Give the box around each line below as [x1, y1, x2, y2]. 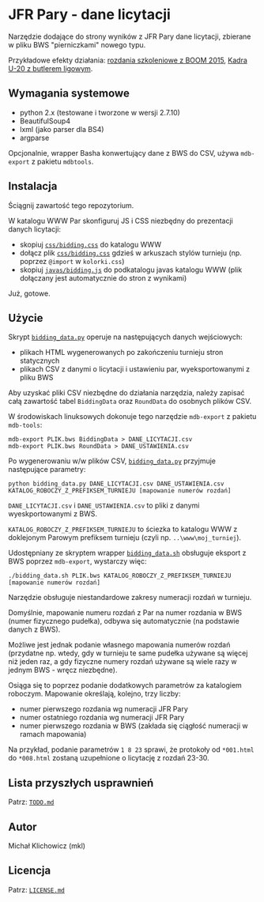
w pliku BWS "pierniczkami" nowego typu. [8, 40, 146, 49]
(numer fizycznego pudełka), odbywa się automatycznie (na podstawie [8, 617, 239, 626]
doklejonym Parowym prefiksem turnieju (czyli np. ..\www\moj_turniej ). [8, 533, 242, 542]
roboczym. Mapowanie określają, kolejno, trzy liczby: [8, 689, 181, 699]
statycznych [19, 356, 60, 365]
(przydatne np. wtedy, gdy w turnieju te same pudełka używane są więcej [8, 648, 248, 658]
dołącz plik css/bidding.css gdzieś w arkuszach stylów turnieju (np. [19, 247, 243, 258]
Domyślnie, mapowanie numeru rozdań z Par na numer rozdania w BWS [8, 608, 243, 617]
